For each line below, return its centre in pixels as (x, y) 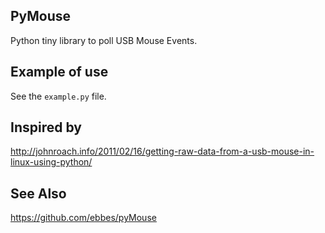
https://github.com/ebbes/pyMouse (83, 218)
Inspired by (46, 127)
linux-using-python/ (51, 162)
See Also (38, 193)
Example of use (59, 72)
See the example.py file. (58, 96)
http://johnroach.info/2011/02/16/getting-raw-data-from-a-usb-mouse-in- (162, 151)
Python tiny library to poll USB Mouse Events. (104, 40)
